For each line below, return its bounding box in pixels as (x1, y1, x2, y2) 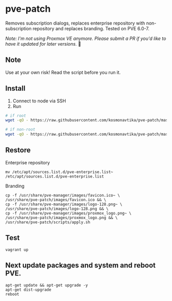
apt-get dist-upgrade (5, 287, 52, 292)
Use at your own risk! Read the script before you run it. (5, 69, 121, 75)
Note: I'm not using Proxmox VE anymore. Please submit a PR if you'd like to (5, 35, 166, 41)
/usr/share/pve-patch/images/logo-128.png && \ (5, 206, 109, 211)
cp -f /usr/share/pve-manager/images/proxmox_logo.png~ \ (5, 210, 132, 216)
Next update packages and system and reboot (5, 261, 156, 270)
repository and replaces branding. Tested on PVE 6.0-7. (32, 25, 149, 31)
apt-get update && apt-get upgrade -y (5, 283, 88, 288)
